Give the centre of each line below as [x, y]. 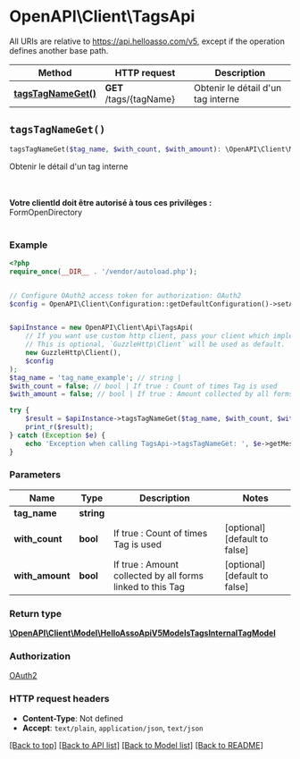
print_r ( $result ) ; [59, 427]
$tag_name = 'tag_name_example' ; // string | [95, 377]
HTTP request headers [59, 699]
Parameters [35, 475]
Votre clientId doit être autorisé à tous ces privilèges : [111, 202]
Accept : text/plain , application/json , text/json [112, 728]
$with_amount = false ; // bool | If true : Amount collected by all [139, 394]
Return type [36, 613]
